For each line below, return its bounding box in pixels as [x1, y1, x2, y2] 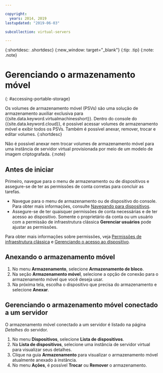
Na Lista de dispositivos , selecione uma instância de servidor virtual [12, 341, 150, 347]
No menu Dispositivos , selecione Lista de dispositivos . [12, 336, 124, 342]
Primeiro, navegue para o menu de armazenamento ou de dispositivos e [5, 178, 149, 184]
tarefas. [5, 189, 20, 195]
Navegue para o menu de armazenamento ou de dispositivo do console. [12, 198, 157, 204]
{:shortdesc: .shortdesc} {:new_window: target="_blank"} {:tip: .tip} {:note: [5, 47, 154, 53]
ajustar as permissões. [12, 224, 58, 230]
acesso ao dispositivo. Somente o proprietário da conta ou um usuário [12, 214, 153, 219]
